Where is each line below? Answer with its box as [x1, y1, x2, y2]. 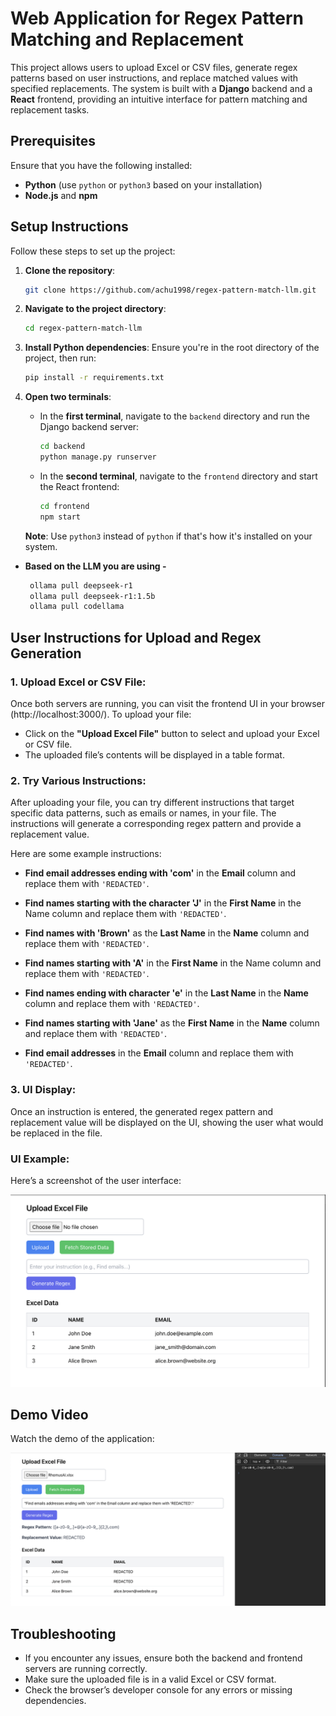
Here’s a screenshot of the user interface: [10, 1174, 182, 1186]
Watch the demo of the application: [10, 1433, 155, 1445]
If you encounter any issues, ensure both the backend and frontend [24, 1652, 303, 1664]
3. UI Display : [10, 1083, 77, 1097]
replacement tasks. [10, 103, 90, 116]
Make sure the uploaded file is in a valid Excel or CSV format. [24, 1673, 277, 1686]
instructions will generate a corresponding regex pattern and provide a [10, 818, 302, 830]
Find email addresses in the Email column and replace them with [24, 1047, 294, 1059]
